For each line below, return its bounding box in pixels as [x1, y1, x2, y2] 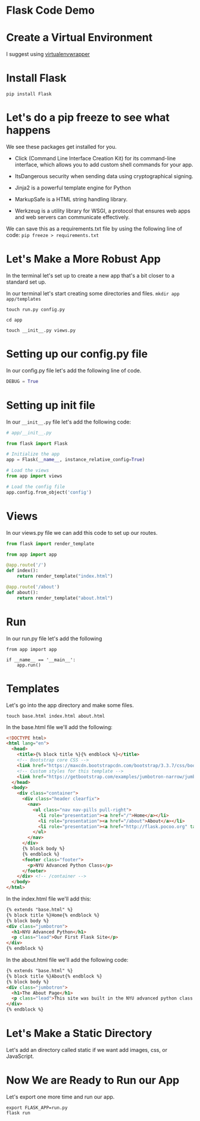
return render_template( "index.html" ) [17, 573, 113, 580]
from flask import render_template [6, 540, 95, 547]
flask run [6, 1110, 31, 1116]
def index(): [6, 568, 39, 574]
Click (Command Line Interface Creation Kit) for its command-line [14, 155, 176, 161]
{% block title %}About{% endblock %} [6, 973, 102, 979]
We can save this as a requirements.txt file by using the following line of [6, 225, 183, 232]
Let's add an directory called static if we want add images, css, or [6, 1046, 168, 1053]
